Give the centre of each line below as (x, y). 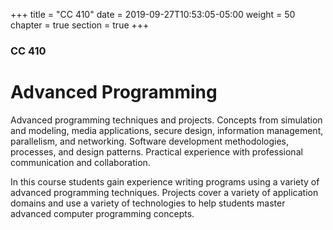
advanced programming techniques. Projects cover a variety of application (164, 192)
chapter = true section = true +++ (80, 25)
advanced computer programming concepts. (102, 213)
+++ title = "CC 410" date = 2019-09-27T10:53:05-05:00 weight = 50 (153, 14)
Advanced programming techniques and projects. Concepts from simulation (166, 120)
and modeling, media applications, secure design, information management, (167, 130)
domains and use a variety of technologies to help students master (148, 203)
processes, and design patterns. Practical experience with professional (156, 151)
